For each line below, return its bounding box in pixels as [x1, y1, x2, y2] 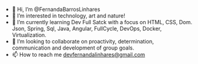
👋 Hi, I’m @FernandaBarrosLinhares [11, 6, 101, 13]
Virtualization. [11, 31, 47, 39]
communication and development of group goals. [11, 44, 134, 51]
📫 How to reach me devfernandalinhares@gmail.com [11, 51, 146, 58]
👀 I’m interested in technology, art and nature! [11, 12, 125, 19]
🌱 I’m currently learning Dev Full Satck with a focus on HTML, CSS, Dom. [11, 19, 193, 25]
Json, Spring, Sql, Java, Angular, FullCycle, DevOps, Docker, [11, 25, 162, 32]
